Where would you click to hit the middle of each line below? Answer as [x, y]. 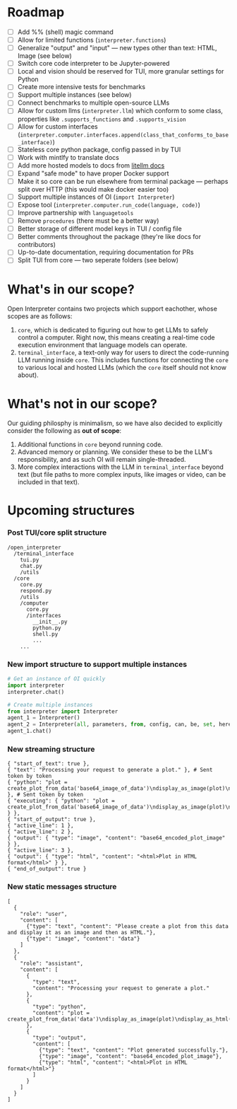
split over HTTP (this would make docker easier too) [93, 189]
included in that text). [48, 482]
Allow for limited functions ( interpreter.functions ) [92, 40]
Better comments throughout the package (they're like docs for [109, 237]
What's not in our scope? [82, 403]
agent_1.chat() [30, 731]
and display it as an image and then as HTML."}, [82, 932]
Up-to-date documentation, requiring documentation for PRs [105, 252]
